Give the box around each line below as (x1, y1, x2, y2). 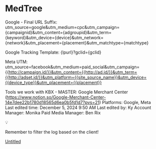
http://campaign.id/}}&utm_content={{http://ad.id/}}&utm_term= (8, 69, 137, 75)
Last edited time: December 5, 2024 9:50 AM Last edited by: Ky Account (5, 105, 152, 110)
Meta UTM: (5, 59, 28, 64)
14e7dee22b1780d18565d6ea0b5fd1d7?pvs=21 (5, 99, 100, 105)
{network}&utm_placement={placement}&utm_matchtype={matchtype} (5, 40, 149, 45)
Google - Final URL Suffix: (5, 19, 58, 25)
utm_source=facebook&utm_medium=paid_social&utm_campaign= (5, 64, 140, 70)
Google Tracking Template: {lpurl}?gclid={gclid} (5, 49, 102, 55)
